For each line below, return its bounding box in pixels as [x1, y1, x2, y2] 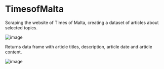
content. [5, 49, 22, 55]
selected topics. [5, 24, 38, 30]
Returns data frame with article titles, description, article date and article [5, 44, 152, 49]
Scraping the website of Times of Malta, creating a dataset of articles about [5, 20, 159, 25]
